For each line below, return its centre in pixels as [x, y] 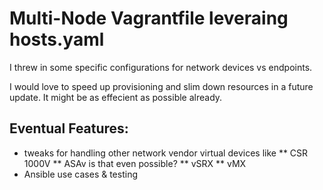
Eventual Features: [69, 128]
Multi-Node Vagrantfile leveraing [149, 18]
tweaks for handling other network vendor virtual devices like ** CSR [166, 153]
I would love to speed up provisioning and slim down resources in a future [161, 86]
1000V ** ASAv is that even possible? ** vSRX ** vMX [135, 163]
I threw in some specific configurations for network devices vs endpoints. [161, 67]
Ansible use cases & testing [80, 174]
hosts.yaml [57, 39]
